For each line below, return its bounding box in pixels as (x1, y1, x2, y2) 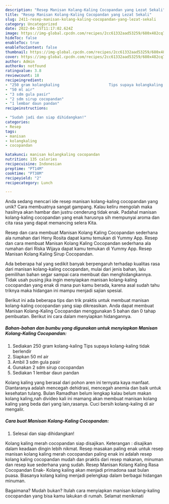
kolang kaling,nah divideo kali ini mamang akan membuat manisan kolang (5, 396, 157, 402)
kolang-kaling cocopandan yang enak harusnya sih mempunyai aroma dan (5, 215, 160, 221)
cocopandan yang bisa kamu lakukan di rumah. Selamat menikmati (5, 493, 144, 499)
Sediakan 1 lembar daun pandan (12, 370, 79, 376)
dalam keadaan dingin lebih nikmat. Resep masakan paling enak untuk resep (5, 446, 163, 452)
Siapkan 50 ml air (12, 354, 49, 360)
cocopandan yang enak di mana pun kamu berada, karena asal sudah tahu (5, 282, 160, 288)
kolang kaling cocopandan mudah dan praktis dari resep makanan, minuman (5, 457, 163, 463)
